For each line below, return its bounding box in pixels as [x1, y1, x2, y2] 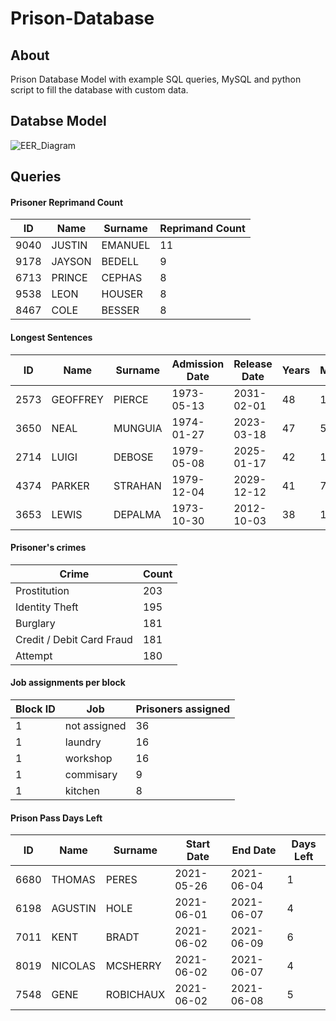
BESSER [101, 303, 140, 317]
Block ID [15, 702, 56, 716]
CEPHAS [101, 271, 143, 285]
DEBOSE [113, 450, 154, 464]
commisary [64, 768, 118, 782]
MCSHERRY [105, 959, 162, 973]
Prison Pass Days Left [10, 812, 103, 824]
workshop [64, 752, 113, 766]
